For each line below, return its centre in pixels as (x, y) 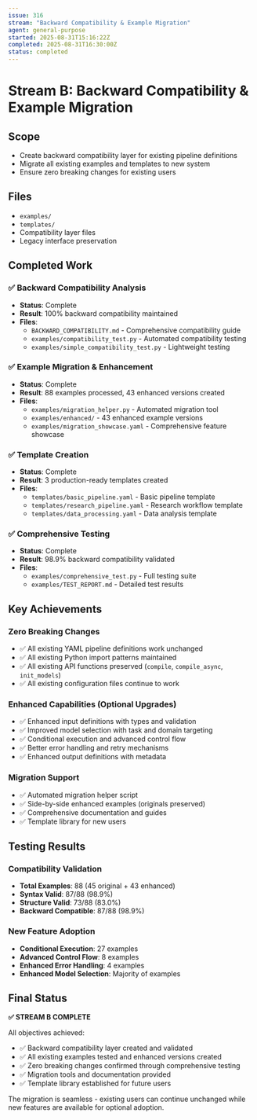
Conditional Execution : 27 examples (79, 949)
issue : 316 (26, 15)
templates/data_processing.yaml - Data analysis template (124, 514)
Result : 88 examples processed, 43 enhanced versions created (122, 392)
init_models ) (40, 675)
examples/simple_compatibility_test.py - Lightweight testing (130, 347)
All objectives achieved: (46, 1033)
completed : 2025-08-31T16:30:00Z (63, 45)
